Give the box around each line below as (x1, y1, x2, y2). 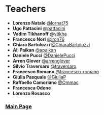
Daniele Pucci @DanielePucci (12, 52, 75, 59)
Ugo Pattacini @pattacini (12, 25, 65, 31)
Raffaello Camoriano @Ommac (12, 79, 79, 85)
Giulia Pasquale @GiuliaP (12, 74, 66, 80)
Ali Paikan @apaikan (12, 47, 57, 53)
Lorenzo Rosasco (12, 90, 50, 96)
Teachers (5, 3, 46, 15)
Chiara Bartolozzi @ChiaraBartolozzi (12, 41, 90, 47)
